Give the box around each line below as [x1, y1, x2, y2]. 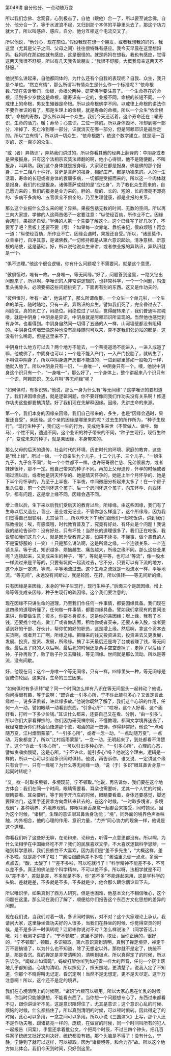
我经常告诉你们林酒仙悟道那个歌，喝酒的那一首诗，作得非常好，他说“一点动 [5, 724, 164, 730]
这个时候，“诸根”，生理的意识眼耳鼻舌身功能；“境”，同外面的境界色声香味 [9, 811, 165, 817]
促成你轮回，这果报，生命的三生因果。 [5, 675, 85, 680]
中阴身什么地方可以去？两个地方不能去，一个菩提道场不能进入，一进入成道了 [5, 344, 166, 350]
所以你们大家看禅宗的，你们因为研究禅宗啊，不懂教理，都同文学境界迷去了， [5, 718, 166, 723]
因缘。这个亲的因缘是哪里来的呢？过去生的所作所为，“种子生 [34, 417, 161, 423]
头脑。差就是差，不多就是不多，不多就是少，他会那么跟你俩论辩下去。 [5, 879, 153, 885]
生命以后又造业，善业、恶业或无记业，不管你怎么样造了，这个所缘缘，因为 [5, 509, 161, 514]
